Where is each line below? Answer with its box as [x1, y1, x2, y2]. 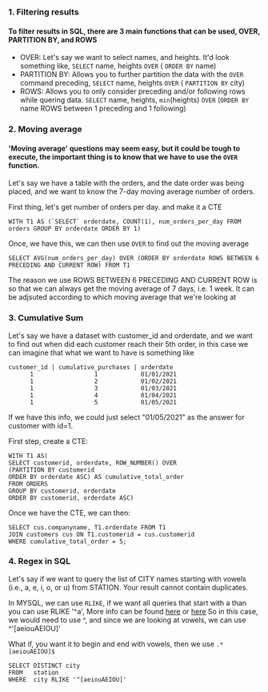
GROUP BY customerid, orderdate [8, 487, 116, 495]
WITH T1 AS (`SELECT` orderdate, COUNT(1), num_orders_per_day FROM [8, 218, 242, 226]
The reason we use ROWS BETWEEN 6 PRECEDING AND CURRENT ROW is [8, 276, 258, 285]
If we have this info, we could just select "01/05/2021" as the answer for [8, 412, 246, 422]
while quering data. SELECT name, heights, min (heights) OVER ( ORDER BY [19, 95, 250, 105]
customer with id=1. [8, 420, 74, 430]
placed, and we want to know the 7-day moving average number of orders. [8, 187, 256, 196]
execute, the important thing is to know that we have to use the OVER [8, 151, 238, 162]
